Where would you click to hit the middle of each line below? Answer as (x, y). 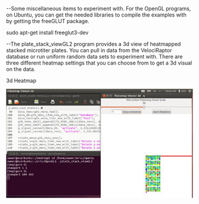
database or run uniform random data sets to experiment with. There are (94, 56)
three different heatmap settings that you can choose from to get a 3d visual (99, 63)
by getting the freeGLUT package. (48, 21)
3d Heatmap (21, 80)
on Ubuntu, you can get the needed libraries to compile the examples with (96, 15)
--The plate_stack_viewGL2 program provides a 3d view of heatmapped (94, 44)
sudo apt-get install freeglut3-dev (47, 33)
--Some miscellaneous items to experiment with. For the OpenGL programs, (99, 9)
